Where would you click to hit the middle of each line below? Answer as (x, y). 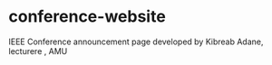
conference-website (87, 17)
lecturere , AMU (38, 51)
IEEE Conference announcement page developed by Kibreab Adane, (136, 42)
